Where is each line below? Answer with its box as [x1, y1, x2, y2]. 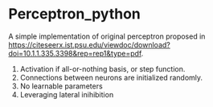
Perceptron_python [8, 5, 141, 23]
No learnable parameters [19, 81, 103, 91]
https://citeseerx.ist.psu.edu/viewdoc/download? [8, 39, 170, 49]
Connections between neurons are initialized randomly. [19, 72, 203, 82]
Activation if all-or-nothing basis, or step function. [19, 64, 186, 73]
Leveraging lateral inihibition [19, 89, 114, 99]
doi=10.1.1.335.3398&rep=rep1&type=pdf [8, 48, 142, 58]
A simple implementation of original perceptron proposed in [8, 31, 206, 41]
